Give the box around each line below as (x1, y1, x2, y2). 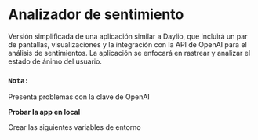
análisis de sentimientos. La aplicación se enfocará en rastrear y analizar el (8, 48, 251, 57)
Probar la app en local (8, 108, 81, 117)
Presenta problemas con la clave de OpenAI (8, 92, 151, 101)
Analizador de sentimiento (8, 6, 184, 24)
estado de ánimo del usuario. (8, 57, 102, 66)
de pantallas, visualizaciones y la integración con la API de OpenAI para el (8, 39, 247, 49)
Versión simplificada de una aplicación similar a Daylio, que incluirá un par (8, 31, 248, 41)
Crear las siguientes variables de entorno (8, 123, 141, 132)
